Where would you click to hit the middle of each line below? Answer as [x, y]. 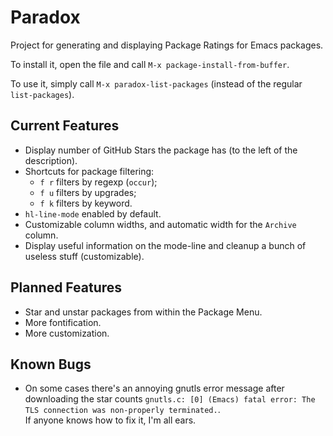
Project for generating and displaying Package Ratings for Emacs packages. [167, 45]
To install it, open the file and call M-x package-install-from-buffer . [150, 64]
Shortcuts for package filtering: [89, 171]
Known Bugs [51, 364]
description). [51, 160]
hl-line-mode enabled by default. [93, 213]
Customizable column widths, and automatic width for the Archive [160, 224]
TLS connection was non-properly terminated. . [122, 410]
